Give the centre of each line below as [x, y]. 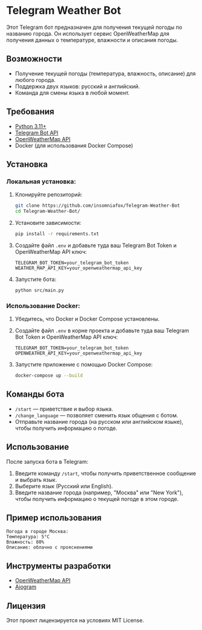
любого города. [35, 80]
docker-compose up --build [49, 376]
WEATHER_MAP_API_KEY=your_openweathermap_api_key [79, 268]
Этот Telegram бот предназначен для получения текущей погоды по [94, 27]
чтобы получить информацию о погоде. [66, 428]
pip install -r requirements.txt [57, 234]
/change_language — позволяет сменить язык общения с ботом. [96, 415]
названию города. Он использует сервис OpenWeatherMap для [88, 33]
